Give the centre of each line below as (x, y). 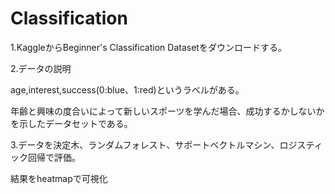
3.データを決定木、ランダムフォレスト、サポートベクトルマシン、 (145, 144)
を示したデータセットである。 (71, 123)
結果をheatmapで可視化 (59, 178)
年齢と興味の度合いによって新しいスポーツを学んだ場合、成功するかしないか (167, 111)
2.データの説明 (41, 68)
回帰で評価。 (54, 157)
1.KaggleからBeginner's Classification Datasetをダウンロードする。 (148, 47)
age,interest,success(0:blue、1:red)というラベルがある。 (127, 89)
